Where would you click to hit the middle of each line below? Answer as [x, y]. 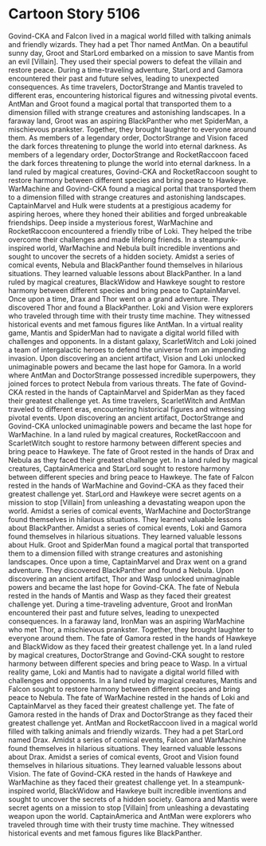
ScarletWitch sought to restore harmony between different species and [125, 443]
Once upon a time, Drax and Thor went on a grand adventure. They [118, 298]
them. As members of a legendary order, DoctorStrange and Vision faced [128, 137]
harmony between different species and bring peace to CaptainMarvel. [125, 290]
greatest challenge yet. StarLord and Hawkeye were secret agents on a [125, 494]
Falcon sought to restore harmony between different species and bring [124, 689]
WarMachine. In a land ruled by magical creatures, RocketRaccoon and [125, 434]
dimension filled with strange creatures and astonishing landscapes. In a [127, 112]
